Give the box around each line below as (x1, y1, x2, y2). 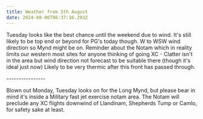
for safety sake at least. (6, 106, 65, 113)
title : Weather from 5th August (6, 8, 88, 15)
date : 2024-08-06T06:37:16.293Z (6, 14, 88, 21)
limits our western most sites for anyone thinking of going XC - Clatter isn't (6, 50, 193, 57)
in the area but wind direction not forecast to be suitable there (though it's (6, 57, 191, 64)
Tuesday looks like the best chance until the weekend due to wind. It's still (6, 31, 191, 38)
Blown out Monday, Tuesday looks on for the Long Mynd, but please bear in (6, 86, 196, 94)
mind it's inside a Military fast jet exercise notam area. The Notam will (6, 93, 180, 100)
